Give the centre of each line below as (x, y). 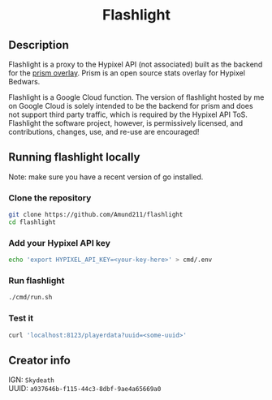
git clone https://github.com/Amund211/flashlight (96, 215)
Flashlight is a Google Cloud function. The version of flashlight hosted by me (136, 97)
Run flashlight (37, 280)
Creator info (39, 360)
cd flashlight (32, 222)
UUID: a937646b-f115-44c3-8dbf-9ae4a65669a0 (85, 389)
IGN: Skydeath (32, 380)
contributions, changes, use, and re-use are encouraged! (104, 132)
